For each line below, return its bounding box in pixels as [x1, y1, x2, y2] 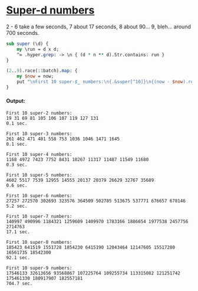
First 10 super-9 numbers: [6, 265, 72, 272]
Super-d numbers [6, 4, 95, 17]
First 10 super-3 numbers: [6, 131, 72, 137]
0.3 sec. [6, 162, 28, 168]
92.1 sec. [6, 255, 31, 261]
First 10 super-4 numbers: [6, 152, 72, 158]
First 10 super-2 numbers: [6, 110, 72, 116]
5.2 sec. [6, 203, 28, 210]
